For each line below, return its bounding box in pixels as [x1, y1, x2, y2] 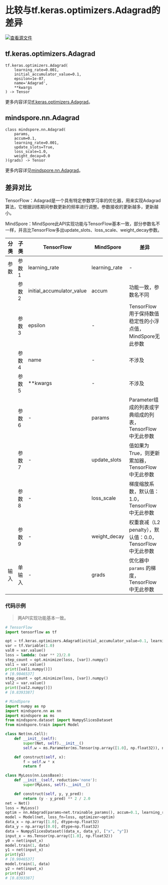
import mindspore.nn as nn [5, 708, 61, 714]
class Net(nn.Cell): [5, 732, 48, 737]
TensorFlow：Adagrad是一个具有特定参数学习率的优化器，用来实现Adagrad [5, 198, 161, 204]
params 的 [129, 565, 151, 572]
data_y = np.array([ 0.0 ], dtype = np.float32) [5, 824, 99, 829]
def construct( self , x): [14, 754, 66, 759]
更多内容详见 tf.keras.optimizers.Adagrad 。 [5, 99, 93, 105]
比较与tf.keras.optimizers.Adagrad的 [5, 5, 161, 16]
